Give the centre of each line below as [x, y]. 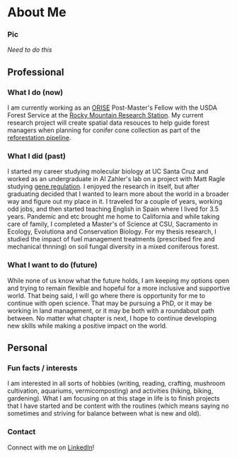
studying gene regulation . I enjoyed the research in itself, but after [103, 187]
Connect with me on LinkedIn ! [51, 447]
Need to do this [30, 50]
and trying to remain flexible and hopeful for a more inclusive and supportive [119, 288]
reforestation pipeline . [39, 138]
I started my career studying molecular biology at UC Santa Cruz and [108, 171]
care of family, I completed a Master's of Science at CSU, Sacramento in [112, 224]
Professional [36, 72]
